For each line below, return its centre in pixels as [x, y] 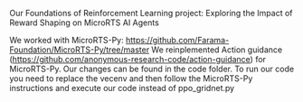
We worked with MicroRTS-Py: [66, 40]
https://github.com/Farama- [177, 40]
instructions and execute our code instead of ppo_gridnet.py [122, 88]
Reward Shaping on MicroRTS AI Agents [85, 23]
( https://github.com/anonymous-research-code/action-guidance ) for [138, 59]
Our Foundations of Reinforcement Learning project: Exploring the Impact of [151, 13]
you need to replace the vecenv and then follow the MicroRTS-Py [131, 79]
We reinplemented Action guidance [217, 50]
